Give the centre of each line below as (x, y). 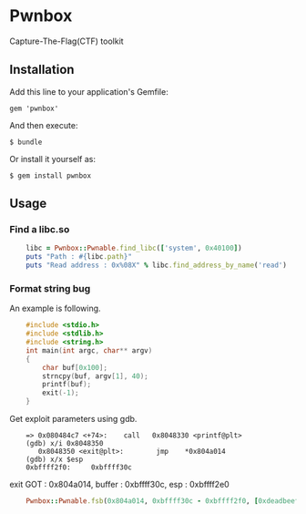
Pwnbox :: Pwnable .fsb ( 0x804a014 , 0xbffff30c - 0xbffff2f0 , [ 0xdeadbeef (163, 501)
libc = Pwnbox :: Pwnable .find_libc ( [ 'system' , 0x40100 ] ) (134, 248)
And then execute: (44, 125)
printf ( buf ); (67, 385)
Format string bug (50, 288)
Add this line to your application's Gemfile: (89, 91)
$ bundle (26, 142)
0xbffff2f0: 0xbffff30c (79, 468)
